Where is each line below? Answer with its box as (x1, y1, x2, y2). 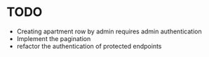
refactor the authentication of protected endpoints (16, 42, 162, 50)
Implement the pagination (16, 34, 91, 42)
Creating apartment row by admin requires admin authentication (16, 27, 202, 35)
